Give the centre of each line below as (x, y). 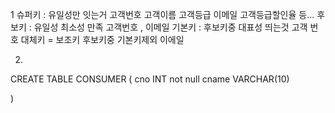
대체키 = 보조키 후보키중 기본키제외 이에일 (102, 39)
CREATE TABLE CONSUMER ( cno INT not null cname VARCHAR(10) (150, 79)
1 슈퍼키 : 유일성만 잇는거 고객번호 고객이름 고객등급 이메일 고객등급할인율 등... (162, 14)
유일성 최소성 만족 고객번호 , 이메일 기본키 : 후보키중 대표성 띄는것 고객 (170, 27)
